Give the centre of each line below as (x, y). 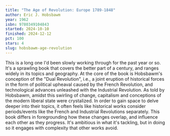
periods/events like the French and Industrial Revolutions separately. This (82, 111)
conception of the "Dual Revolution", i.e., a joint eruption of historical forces (85, 79)
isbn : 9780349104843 (27, 24)
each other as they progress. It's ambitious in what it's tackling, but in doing (85, 122)
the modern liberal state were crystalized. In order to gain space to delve (82, 101)
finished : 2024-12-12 (28, 34)
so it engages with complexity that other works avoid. (62, 128)
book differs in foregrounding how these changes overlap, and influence (82, 117)
